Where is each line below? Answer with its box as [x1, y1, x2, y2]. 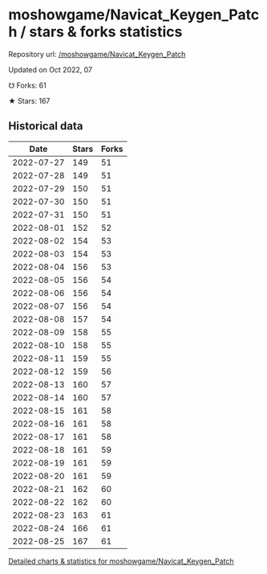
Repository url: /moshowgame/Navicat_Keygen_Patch [8, 49, 186, 59]
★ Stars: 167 [8, 96, 51, 105]
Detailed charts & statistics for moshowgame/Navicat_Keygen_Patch [8, 556, 234, 566]
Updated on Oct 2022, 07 [8, 64, 93, 74]
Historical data [8, 119, 83, 133]
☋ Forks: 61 [8, 80, 47, 90]
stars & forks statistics [29, 23, 183, 41]
